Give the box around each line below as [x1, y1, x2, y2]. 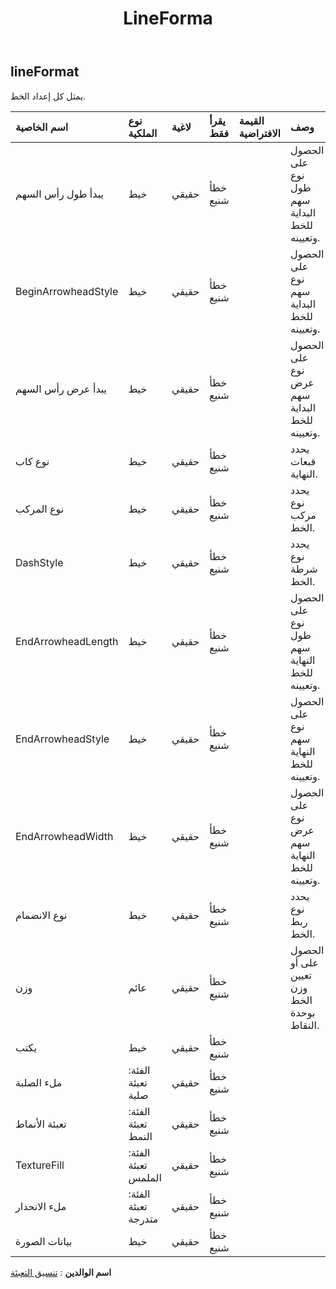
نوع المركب [15, 502, 65, 516]
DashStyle [15, 555, 64, 569]
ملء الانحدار [15, 1199, 67, 1213]
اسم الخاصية [15, 120, 69, 134]
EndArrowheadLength [15, 634, 119, 648]
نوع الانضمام [15, 908, 68, 922]
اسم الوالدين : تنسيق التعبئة [10, 1266, 112, 1278]
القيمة [238, 113, 265, 127]
